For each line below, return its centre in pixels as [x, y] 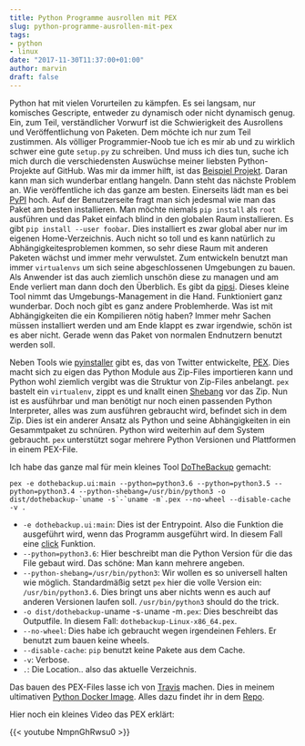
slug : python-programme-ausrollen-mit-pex [91, 26]
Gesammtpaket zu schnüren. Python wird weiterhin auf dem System [137, 429]
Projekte [25, 170]
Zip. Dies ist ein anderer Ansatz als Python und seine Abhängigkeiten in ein [150, 420]
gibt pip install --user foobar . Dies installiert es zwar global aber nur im [149, 228]
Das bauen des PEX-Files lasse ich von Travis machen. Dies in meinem [142, 687]
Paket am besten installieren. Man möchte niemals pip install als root [142, 209]
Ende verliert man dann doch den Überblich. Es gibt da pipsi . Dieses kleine [149, 287]
